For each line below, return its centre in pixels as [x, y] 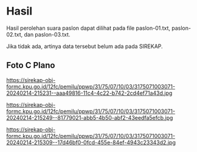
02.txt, [15, 34]
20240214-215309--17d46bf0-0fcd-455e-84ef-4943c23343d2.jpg [91, 142]
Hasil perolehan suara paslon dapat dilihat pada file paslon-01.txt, [88, 28]
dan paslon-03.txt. [47, 34]
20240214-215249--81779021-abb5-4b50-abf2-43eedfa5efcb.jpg [90, 117]
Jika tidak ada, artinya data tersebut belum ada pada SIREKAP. [85, 46]
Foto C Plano [31, 65]
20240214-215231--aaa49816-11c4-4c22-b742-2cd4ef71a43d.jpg [89, 93]
